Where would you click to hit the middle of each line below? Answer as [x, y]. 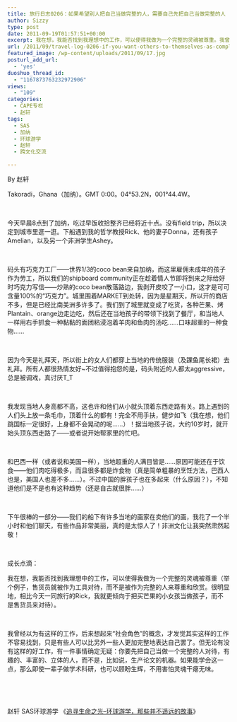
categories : [25, 100]
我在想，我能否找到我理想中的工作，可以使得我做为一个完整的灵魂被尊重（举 [119, 578]
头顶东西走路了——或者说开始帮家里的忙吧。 [78, 433]
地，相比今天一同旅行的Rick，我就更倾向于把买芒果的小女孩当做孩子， [109, 596]
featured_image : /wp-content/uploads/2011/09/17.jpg [86, 54]
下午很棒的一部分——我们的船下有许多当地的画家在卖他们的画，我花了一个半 [119, 517]
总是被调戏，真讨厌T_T [40, 378]
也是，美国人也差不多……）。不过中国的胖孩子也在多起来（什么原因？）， [112, 479]
